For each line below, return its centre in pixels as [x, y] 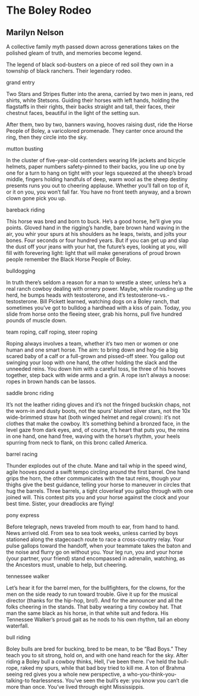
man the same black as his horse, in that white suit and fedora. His [87, 613]
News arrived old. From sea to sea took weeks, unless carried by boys [92, 533]
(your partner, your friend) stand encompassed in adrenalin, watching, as [96, 558]
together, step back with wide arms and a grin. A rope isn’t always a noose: [98, 375]
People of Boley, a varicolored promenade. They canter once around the [94, 131]
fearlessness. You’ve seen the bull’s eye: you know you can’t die [110, 681]
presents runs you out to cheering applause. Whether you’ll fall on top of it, [98, 186]
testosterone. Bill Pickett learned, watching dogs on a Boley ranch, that [93, 301]
